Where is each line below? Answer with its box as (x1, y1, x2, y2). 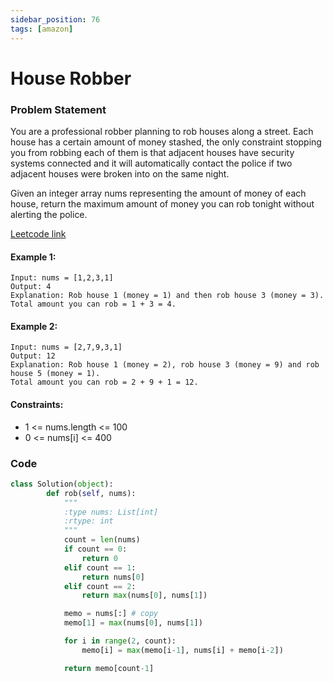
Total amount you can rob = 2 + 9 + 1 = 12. (10, 377, 199, 388)
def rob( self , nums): (46, 488, 137, 498)
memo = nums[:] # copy (63, 609, 159, 619)
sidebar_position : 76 (10, 14, 101, 25)
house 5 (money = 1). (10, 369, 101, 379)
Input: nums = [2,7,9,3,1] (10, 342, 123, 353)
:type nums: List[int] (63, 507, 159, 517)
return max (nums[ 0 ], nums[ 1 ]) (81, 591, 208, 601)
